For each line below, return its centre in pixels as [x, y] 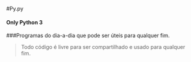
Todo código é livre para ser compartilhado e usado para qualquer [103, 47]
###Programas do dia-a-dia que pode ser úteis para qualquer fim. [88, 36]
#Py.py [15, 9]
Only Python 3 [25, 22]
